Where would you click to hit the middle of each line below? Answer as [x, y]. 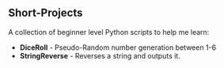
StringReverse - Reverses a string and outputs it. [100, 55]
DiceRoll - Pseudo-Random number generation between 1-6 [118, 47]
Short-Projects [46, 13]
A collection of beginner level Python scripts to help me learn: [109, 32]
